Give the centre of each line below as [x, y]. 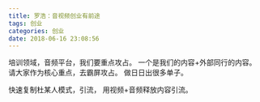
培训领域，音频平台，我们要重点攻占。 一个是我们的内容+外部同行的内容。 [132, 62]
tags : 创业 [26, 23]
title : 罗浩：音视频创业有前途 [54, 16]
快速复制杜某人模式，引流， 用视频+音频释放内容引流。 [100, 90]
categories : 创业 [36, 31]
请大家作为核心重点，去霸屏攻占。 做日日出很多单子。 [98, 73]
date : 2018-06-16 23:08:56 [54, 38]
